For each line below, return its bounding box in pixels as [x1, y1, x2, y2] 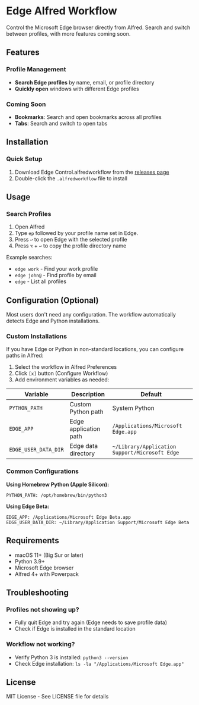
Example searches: [6, 254, 53, 261]
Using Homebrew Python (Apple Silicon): [6, 481, 110, 488]
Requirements [6, 535, 59, 546]
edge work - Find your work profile [14, 265, 98, 272]
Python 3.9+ [14, 557, 46, 565]
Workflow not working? [6, 640, 75, 648]
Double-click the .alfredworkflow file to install [14, 174, 128, 182]
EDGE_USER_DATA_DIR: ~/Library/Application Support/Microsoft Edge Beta [6, 519, 190, 525]
